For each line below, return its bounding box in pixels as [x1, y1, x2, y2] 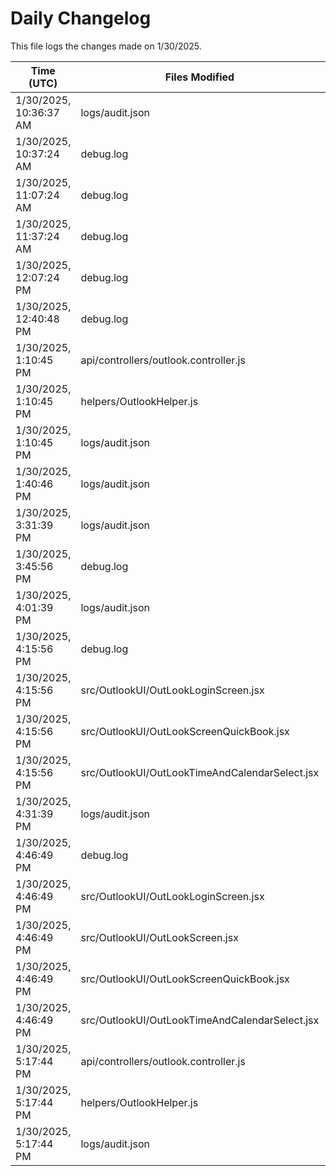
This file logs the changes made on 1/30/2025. [10, 40, 202, 52]
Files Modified [164, 70, 235, 84]
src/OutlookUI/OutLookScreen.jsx [80, 930, 239, 944]
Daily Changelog [10, 7, 152, 30]
